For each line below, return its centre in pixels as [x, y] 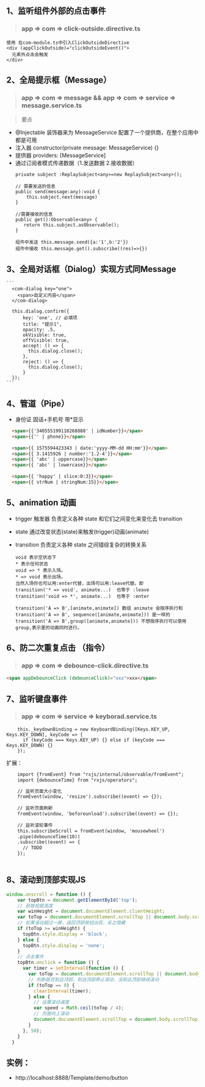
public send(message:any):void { [58, 192]
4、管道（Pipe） [38, 403]
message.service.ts [52, 105]
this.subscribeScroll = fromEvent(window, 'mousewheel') [91, 831]
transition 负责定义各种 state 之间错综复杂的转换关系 [81, 544]
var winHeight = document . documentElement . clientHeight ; [91, 912]
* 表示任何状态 [32, 564]
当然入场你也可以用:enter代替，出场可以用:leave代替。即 [79, 583]
